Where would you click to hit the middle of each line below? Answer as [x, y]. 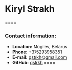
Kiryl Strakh [30, 9]
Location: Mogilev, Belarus [40, 47]
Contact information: [31, 36]
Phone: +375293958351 [37, 52]
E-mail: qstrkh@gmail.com [39, 57]
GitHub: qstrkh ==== [34, 63]
